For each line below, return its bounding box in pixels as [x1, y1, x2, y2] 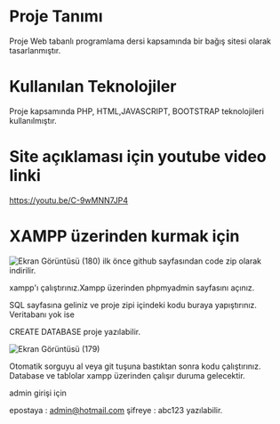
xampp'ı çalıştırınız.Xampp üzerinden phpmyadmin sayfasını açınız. [9, 282, 255, 293]
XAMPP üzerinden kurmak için [9, 226, 240, 246]
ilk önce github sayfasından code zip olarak [101, 256, 262, 266]
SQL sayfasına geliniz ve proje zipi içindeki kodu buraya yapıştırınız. [9, 299, 258, 310]
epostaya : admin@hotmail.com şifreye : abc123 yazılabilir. [9, 404, 223, 415]
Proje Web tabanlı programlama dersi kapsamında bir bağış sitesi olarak [9, 36, 271, 46]
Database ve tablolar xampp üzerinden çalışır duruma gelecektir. [9, 370, 246, 380]
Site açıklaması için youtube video [9, 147, 267, 167]
